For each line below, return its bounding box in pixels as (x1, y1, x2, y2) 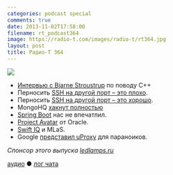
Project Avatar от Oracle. (17, 117, 89, 126)
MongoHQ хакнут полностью (17, 103, 104, 111)
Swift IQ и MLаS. (17, 125, 65, 133)
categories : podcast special (7, 10, 92, 17)
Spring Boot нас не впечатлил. (17, 110, 107, 119)
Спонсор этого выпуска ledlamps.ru (7, 146, 114, 154)
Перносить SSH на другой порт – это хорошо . (17, 95, 154, 104)
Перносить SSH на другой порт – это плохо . (17, 88, 148, 97)
